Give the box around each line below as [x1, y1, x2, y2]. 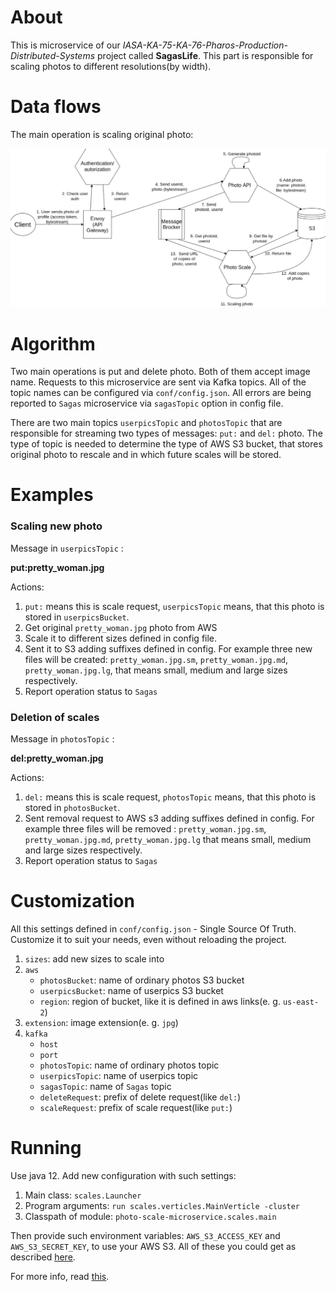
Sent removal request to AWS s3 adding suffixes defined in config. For [24, 812, 315, 825]
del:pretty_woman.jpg [10, 752, 104, 765]
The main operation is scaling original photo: [10, 128, 194, 140]
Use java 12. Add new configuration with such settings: [10, 1169, 237, 1181]
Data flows [10, 96, 102, 118]
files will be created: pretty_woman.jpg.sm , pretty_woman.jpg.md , [24, 653, 288, 665]
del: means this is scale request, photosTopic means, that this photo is [24, 791, 317, 803]
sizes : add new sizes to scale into [24, 953, 165, 965]
